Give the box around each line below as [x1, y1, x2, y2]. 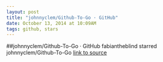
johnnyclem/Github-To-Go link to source [6, 49, 108, 57]
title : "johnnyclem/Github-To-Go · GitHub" [6, 15, 119, 21]
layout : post [6, 9, 40, 15]
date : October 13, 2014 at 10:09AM [6, 20, 97, 26]
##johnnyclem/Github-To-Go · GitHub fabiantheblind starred [6, 43, 157, 50]
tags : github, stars [6, 26, 59, 32]
